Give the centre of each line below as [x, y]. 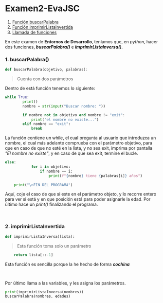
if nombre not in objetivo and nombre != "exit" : [74, 115]
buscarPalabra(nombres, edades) [38, 296]
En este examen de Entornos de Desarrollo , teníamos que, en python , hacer [81, 41]
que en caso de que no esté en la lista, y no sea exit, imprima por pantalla [79, 148]
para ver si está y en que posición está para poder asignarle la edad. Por [78, 199]
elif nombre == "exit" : [46, 124]
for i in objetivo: [51, 167]
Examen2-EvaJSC [43, 9]
